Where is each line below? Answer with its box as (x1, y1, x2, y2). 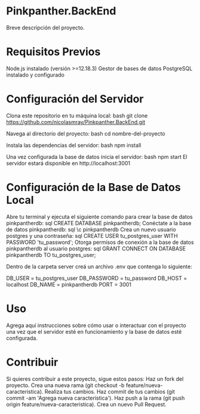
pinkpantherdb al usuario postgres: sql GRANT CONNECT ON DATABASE (6, 244, 186, 252)
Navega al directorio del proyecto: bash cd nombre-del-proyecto (6, 130, 165, 137)
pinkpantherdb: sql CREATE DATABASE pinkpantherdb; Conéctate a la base (6, 219, 192, 226)
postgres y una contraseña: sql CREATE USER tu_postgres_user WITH (6, 232, 178, 239)
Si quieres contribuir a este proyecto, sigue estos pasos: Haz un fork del (6, 375, 184, 382)
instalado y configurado (6, 71, 64, 78)
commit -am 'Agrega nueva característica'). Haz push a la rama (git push (6, 394, 185, 401)
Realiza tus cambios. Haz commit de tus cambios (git (44, 388, 175, 395)
